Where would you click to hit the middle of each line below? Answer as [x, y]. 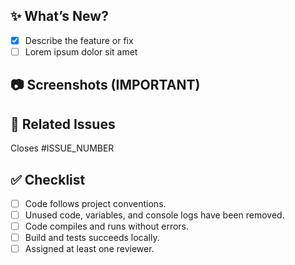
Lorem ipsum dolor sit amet [81, 51]
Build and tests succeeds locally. [92, 238]
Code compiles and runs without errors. [107, 226]
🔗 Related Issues [63, 124]
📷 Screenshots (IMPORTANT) [105, 85]
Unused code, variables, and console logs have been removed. [154, 215]
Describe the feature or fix [79, 40]
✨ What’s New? [59, 16]
